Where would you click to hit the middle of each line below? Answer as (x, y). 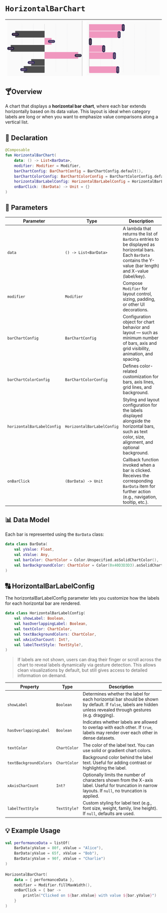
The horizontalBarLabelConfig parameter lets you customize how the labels (83, 598)
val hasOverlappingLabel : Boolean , (51, 624)
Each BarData (136, 255)
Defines (131, 366)
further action (137, 491)
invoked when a (139, 465)
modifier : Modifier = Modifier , (47, 166)
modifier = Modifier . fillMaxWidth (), (53, 885)
